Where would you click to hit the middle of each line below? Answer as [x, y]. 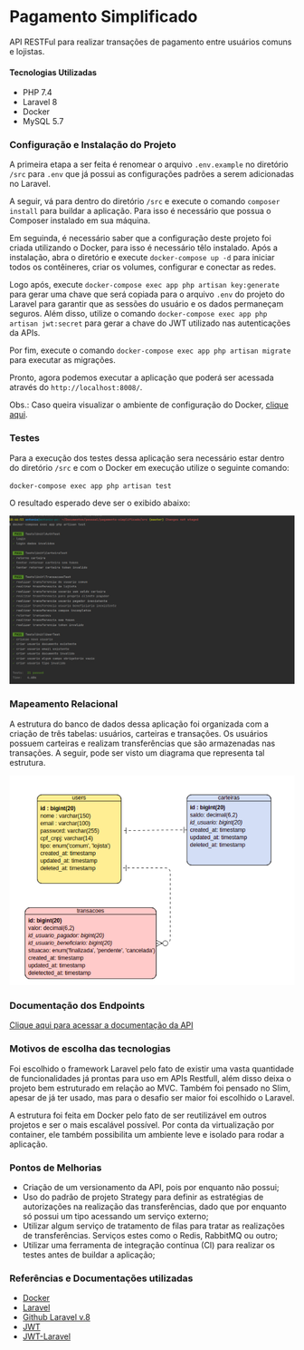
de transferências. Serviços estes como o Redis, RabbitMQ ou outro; [150, 1236]
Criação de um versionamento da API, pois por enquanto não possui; [151, 1188]
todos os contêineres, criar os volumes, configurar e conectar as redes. [143, 267]
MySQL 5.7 [43, 122]
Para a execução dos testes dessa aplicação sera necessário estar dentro [147, 458]
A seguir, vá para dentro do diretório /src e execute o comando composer [145, 201]
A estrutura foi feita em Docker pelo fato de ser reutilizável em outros [138, 1115]
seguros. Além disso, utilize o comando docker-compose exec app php [138, 314]
